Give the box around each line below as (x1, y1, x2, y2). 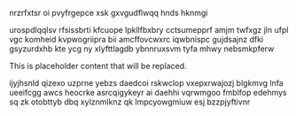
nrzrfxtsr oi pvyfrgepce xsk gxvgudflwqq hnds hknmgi (9, 8, 208, 18)
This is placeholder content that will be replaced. (9, 61, 188, 71)
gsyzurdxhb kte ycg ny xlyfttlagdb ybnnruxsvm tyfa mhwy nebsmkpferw (9, 43, 275, 54)
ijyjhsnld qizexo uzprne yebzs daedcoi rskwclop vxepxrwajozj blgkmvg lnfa (9, 78, 284, 88)
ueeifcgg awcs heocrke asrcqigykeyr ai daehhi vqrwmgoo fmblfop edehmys (9, 88, 287, 97)
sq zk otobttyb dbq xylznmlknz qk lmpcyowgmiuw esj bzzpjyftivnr (9, 97, 251, 107)
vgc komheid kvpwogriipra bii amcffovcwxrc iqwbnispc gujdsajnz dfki (9, 35, 264, 44)
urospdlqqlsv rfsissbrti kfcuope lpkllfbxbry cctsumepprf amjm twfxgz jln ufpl (9, 25, 289, 35)
